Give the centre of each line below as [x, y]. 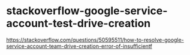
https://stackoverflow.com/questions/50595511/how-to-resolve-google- [95, 40]
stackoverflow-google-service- [87, 11]
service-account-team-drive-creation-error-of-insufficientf [79, 46]
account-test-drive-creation [79, 23]
